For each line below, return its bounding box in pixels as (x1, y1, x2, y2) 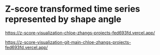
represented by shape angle (5, 14, 121, 25)
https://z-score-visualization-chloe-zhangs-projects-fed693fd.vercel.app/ (5, 30, 155, 36)
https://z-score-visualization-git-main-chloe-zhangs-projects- (5, 39, 131, 45)
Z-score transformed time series (5, 3, 140, 15)
